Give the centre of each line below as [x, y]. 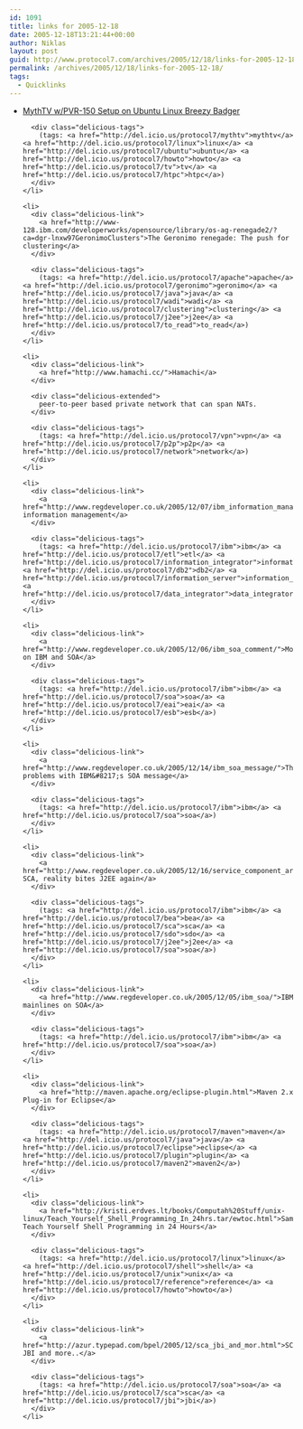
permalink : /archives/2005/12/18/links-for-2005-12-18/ [116, 69]
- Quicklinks [42, 85]
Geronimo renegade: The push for [227, 238]
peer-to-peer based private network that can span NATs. [148, 404]
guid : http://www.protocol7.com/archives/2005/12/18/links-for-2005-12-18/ [155, 60]
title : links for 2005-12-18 [64, 26]
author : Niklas [38, 43]
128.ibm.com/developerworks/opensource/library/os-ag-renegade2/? [150, 230]
